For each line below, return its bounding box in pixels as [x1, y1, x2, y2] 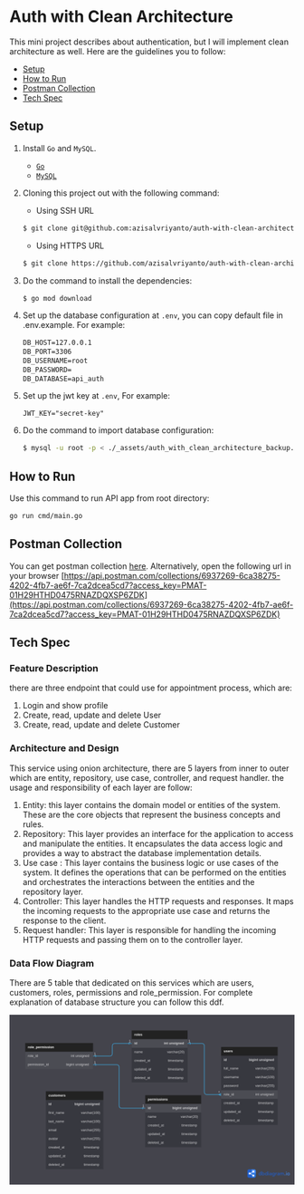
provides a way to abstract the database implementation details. [22, 847, 262, 858]
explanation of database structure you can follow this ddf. [9, 997, 224, 1007]
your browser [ [9, 570, 65, 581]
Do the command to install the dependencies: [22, 274, 193, 286]
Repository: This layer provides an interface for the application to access [22, 828, 294, 839]
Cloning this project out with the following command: [22, 188, 220, 198]
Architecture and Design [9, 742, 119, 755]
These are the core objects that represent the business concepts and [22, 809, 280, 820]
